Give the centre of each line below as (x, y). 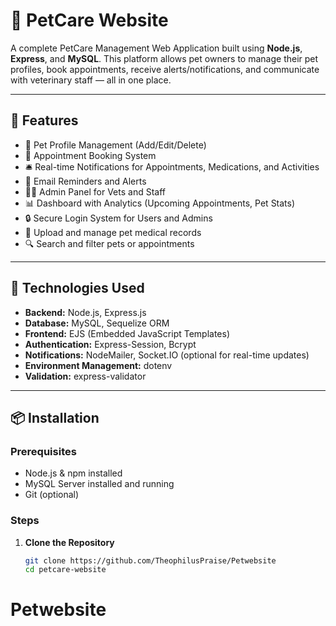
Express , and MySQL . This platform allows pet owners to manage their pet (164, 58)
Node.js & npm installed (73, 473)
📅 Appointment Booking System (90, 155)
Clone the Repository (69, 542)
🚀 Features (44, 120)
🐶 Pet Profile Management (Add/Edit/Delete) (115, 145)
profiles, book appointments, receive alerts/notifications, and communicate (165, 69)
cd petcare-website (65, 570)
